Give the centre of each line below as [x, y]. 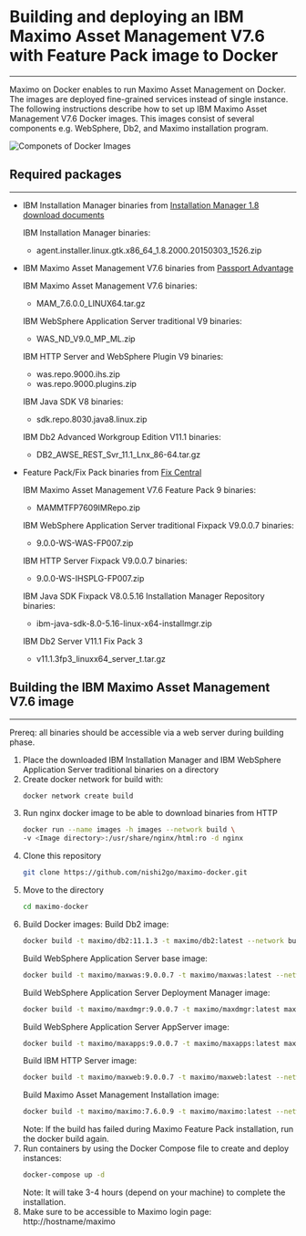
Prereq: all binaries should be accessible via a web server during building [147, 732]
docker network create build [78, 796]
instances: [42, 1158]
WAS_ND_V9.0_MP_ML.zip [86, 339]
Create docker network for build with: [93, 779]
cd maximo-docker [56, 907]
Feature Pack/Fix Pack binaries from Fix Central [112, 472]
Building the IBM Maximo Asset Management [140, 688]
